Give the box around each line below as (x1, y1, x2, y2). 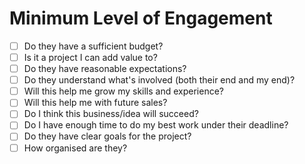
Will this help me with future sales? (23, 97, 168, 109)
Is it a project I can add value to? (23, 52, 158, 63)
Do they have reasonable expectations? (23, 63, 187, 75)
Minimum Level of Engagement (9, 7, 273, 30)
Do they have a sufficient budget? (23, 40, 164, 52)
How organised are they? (23, 142, 128, 154)
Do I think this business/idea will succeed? (23, 108, 199, 120)
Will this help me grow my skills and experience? (23, 85, 224, 97)
